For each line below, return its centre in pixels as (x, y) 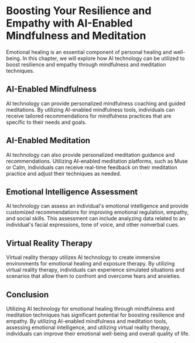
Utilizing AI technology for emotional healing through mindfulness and (90, 309)
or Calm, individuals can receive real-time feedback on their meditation (92, 167)
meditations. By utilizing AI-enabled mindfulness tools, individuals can (90, 109)
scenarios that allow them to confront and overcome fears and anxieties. (94, 276)
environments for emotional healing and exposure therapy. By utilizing (90, 264)
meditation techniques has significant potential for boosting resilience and (95, 315)
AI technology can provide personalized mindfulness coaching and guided (96, 103)
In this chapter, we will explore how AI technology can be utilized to (104, 58)
